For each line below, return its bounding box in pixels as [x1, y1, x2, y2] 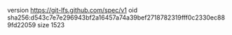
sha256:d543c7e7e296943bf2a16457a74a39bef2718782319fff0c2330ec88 [7, 13, 226, 22]
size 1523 [37, 21, 65, 29]
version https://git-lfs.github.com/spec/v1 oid [7, 6, 138, 14]
